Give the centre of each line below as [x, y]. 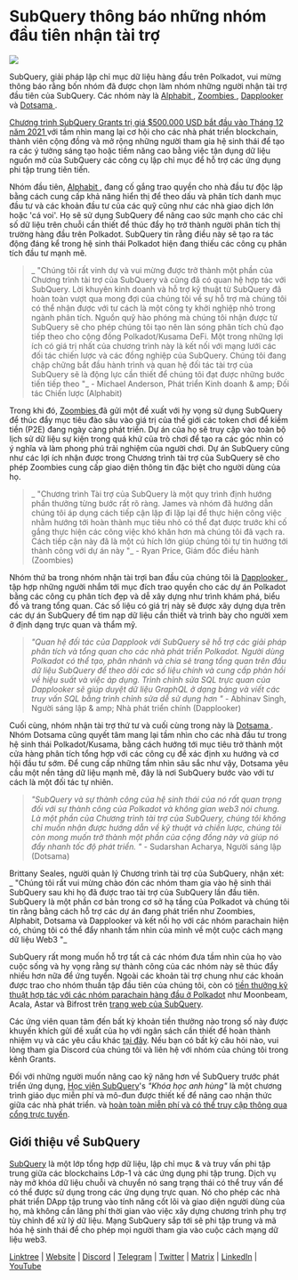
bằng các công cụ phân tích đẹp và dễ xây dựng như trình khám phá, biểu [145, 596]
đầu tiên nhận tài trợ [85, 35]
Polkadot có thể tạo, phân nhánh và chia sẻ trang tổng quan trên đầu [158, 660]
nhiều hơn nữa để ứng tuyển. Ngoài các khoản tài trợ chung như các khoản [147, 976]
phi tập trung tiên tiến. [50, 169]
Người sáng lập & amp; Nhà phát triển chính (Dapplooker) [136, 708]
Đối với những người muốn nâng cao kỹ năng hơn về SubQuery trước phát [145, 1076]
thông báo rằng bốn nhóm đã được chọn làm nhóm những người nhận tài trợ [148, 85]
